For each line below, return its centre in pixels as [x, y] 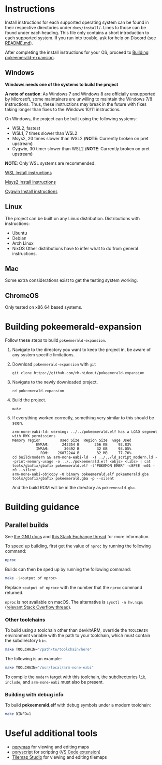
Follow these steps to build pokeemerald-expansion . [56, 340]
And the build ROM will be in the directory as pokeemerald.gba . [74, 488]
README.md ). [19, 43]
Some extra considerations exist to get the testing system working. [72, 280]
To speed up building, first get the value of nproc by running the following [78, 546]
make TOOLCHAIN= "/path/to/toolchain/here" [48, 650]
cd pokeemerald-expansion [38, 391]
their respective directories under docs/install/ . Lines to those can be [75, 27]
